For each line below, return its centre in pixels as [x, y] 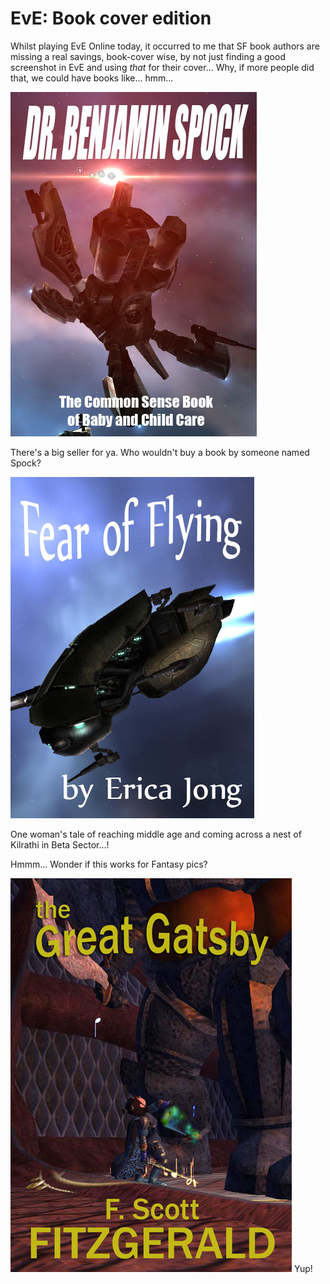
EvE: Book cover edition [111, 18]
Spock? [26, 463]
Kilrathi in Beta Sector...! [60, 844]
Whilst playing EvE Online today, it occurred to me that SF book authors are [165, 46]
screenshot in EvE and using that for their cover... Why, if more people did [162, 67]
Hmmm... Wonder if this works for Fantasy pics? [109, 864]
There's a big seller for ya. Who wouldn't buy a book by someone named [160, 452]
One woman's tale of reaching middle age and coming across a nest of [156, 834]
